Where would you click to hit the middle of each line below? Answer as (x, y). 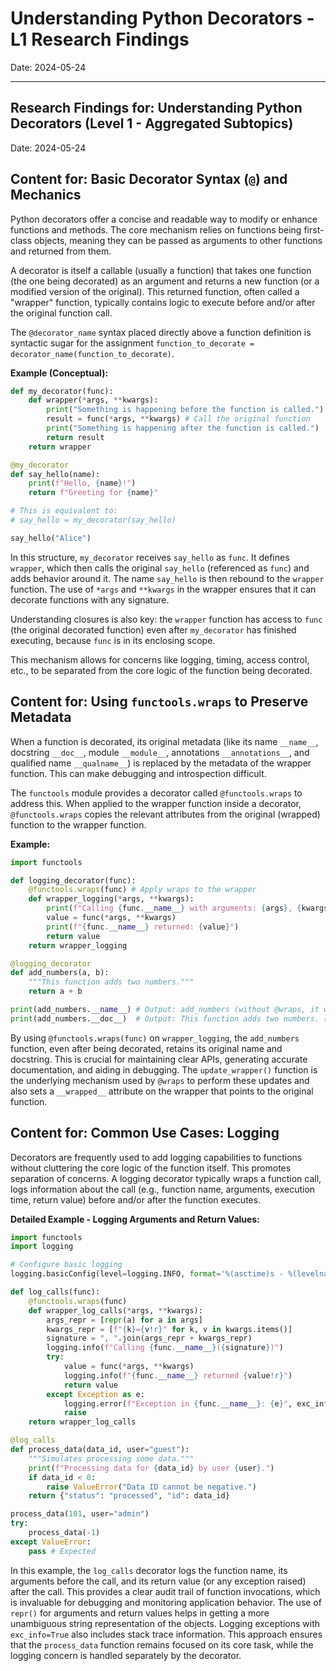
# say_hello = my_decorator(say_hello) (93, 520)
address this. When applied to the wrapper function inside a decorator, (156, 803)
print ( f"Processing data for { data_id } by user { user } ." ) (151, 1468)
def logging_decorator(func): (73, 880)
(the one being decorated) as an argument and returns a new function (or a (165, 281)
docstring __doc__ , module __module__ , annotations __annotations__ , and (160, 752)
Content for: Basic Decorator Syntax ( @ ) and (149, 179)
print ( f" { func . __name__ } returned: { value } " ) (143, 927)
